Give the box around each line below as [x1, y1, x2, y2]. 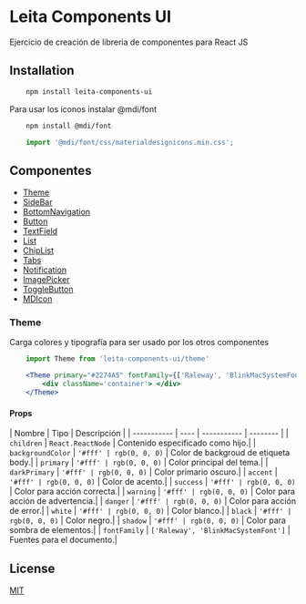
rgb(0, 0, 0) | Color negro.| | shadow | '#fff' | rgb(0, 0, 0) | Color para [9, 515, 287, 526]
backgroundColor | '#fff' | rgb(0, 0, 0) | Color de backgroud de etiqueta [9, 447, 291, 458]
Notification [22, 264, 66, 275]
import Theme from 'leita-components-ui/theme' [25, 354, 209, 363]
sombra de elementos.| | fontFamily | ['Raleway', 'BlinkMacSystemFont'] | [9, 525, 291, 536]
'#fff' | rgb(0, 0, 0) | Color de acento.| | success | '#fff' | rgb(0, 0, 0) [9, 476, 296, 487]
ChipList [22, 245, 55, 256]
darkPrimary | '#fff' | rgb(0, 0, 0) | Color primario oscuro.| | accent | [9, 466, 278, 477]
